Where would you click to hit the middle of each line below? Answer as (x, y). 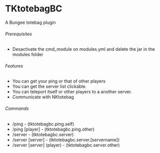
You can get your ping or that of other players (59, 81)
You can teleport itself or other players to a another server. (72, 92)
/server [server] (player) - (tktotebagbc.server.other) (66, 145)
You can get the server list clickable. (49, 86)
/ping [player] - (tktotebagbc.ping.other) (53, 129)
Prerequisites (19, 34)
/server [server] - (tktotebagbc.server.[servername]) (66, 140)
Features (14, 66)
